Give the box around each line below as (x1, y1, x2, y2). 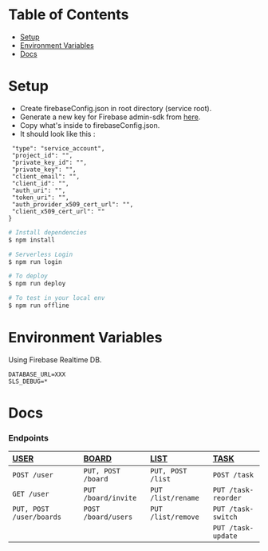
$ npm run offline (8, 301, 69, 309)
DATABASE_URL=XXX (8, 370, 66, 378)
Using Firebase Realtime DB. (8, 354, 102, 365)
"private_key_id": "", (11, 158, 88, 166)
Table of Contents (8, 6, 129, 24)
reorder (212, 493, 242, 503)
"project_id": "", (11, 151, 73, 159)
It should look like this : (19, 129, 96, 138)
